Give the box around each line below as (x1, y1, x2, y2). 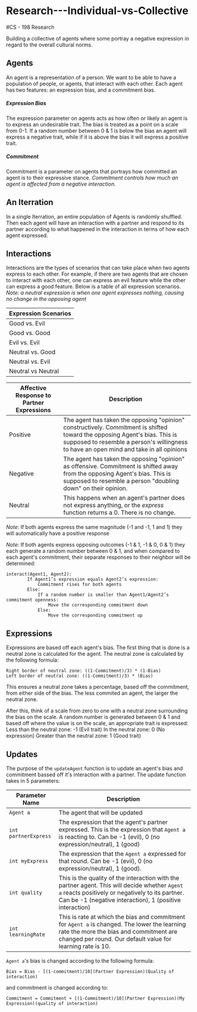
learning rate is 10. (58, 942, 111, 950)
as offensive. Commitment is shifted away (63, 463, 178, 471)
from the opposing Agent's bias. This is (63, 470, 171, 478)
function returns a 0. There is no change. (63, 508, 176, 517)
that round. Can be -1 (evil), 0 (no (58, 857, 153, 865)
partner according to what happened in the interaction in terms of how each (6, 225, 189, 233)
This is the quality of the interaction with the (58, 874, 180, 882)
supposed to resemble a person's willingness (63, 438, 188, 446)
